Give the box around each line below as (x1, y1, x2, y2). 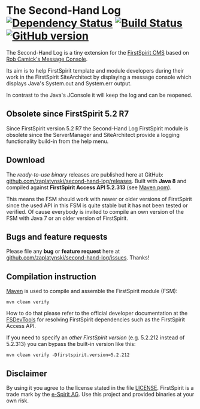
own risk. (6, 397, 29, 404)
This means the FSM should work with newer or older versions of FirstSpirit (6, 195, 193, 202)
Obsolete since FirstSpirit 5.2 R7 (6, 109, 129, 119)
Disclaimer (6, 368, 47, 378)
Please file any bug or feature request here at (6, 247, 120, 255)
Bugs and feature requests (6, 232, 108, 242)
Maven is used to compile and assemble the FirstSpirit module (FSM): (6, 288, 178, 295)
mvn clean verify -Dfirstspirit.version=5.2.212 (6, 352, 130, 358)
